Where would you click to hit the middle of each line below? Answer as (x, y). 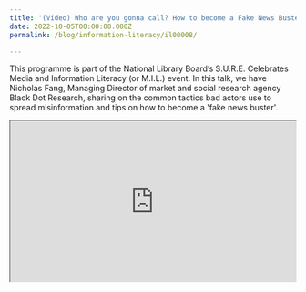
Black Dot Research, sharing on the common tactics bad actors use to (140, 98)
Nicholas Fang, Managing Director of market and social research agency (145, 89)
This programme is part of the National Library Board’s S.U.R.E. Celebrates (149, 68)
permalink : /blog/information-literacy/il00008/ (103, 35)
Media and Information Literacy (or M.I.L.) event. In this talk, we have (138, 78)
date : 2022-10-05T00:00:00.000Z (71, 26)
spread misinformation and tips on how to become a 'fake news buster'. (144, 108)
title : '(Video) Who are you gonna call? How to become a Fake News (142, 18)
